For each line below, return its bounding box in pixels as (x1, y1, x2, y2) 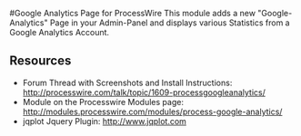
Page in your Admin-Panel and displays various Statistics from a (49, 17, 290, 28)
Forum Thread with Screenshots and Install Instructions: (22, 77, 233, 88)
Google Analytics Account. (9, 27, 110, 37)
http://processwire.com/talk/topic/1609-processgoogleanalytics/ (22, 86, 266, 98)
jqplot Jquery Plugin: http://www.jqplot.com (22, 115, 186, 126)
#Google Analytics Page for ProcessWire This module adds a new (9, 8, 256, 18)
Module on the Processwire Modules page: (22, 96, 185, 107)
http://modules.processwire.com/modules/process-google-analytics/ (22, 106, 283, 117)
